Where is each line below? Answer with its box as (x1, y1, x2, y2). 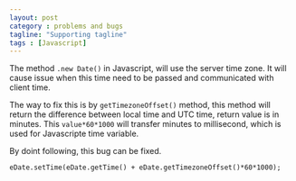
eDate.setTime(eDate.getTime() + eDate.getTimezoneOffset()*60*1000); (9, 163, 282, 172)
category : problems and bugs (9, 22, 124, 31)
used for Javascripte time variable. (9, 128, 139, 140)
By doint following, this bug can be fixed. (9, 146, 162, 157)
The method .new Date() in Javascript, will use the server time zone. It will (9, 63, 287, 74)
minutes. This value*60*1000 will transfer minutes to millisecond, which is (9, 119, 282, 130)
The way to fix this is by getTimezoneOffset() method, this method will (9, 100, 272, 111)
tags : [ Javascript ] (9, 38, 88, 48)
